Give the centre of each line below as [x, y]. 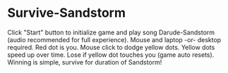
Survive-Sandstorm [66, 13]
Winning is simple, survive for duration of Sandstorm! [85, 62]
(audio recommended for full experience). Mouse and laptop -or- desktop [114, 39]
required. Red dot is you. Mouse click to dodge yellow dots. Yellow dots [111, 47]
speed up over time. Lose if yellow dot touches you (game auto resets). [111, 55]
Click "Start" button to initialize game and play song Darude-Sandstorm [111, 32]
